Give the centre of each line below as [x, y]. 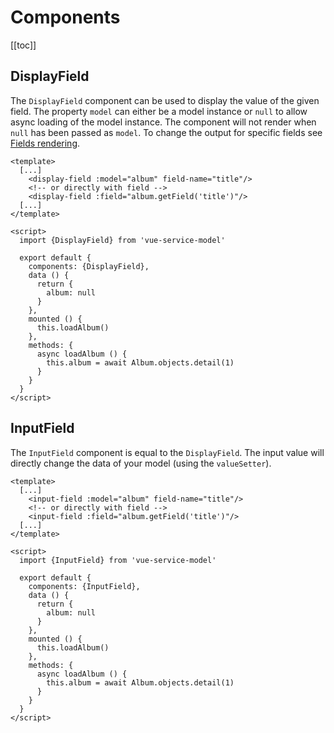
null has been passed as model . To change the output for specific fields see [166, 132]
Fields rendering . [45, 143]
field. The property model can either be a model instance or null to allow [159, 111]
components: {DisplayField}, [89, 266]
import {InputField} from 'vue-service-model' [118, 560]
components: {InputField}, [84, 586]
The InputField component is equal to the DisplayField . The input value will [167, 452]
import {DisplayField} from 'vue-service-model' [122, 240]
